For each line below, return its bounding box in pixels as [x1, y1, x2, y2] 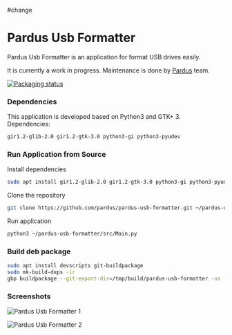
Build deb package [7, 247, 71, 256]
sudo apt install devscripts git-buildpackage [7, 262, 144, 269]
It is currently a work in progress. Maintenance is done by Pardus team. [7, 66, 211, 75]
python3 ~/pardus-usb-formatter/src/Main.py [7, 231, 137, 238]
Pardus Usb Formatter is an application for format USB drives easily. [7, 52, 201, 61]
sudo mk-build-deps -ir [7, 269, 76, 276]
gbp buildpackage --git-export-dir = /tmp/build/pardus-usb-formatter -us [7, 276, 221, 283]
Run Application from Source [7, 150, 106, 160]
